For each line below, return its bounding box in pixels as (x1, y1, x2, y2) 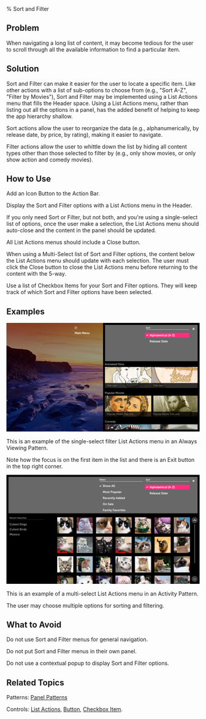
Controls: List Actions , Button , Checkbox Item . (6, 705, 123, 713)
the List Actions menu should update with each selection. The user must (6, 257, 189, 265)
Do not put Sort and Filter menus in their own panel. (6, 648, 137, 655)
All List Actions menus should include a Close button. (6, 239, 141, 246)
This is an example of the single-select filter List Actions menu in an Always (6, 438, 197, 445)
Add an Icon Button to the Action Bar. (6, 190, 100, 197)
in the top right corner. (6, 463, 63, 470)
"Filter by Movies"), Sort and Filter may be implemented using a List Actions (6, 93, 198, 100)
